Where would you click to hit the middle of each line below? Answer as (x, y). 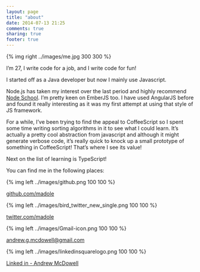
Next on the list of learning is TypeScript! (56, 159)
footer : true (22, 39)
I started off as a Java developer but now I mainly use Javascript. (86, 80)
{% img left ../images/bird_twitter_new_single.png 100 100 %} (82, 205)
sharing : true (24, 34)
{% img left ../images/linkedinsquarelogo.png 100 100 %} (76, 251)
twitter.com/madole (30, 217)
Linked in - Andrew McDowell (42, 263)
